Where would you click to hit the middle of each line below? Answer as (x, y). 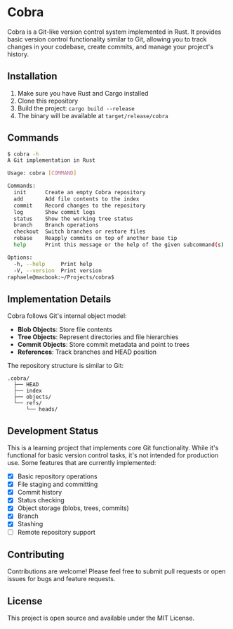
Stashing (30, 524)
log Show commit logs (55, 212)
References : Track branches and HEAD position (87, 352)
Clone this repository (48, 101)
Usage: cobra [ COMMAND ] (42, 173)
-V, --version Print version (58, 271)
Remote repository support (56, 532)
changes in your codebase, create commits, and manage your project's (111, 46)
